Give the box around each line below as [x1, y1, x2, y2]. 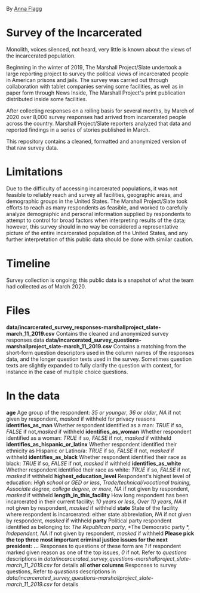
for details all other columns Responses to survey [53, 561, 177, 568]
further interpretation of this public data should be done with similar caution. [6, 236, 194, 243]
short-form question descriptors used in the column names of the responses [6, 349, 195, 356]
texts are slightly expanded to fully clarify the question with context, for [6, 361, 181, 369]
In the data [6, 389, 60, 403]
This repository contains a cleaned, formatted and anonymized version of [6, 138, 187, 145]
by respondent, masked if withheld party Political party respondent [6, 517, 172, 524]
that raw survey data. [6, 144, 59, 151]
